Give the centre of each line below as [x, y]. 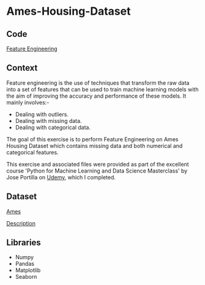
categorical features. [33, 152]
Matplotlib [28, 270]
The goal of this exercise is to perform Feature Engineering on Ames [92, 139]
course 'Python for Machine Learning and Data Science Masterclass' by [97, 171]
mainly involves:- [28, 102]
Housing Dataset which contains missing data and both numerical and [95, 146]
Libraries [24, 243]
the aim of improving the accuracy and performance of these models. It [96, 96]
